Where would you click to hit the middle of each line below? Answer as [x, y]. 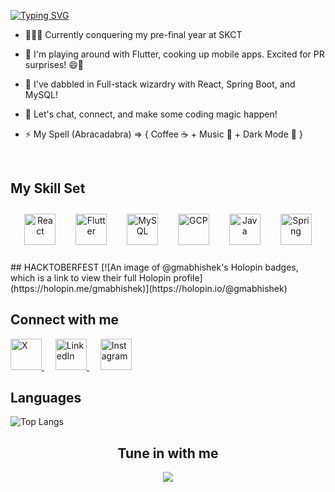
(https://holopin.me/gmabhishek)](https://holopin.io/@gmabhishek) [149, 288]
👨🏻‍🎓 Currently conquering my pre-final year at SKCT [133, 34]
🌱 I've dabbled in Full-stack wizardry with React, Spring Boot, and [160, 84]
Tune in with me [168, 453]
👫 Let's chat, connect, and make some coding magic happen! [151, 114]
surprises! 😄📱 [54, 64]
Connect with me [65, 320]
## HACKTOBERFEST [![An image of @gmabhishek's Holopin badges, [154, 267]
